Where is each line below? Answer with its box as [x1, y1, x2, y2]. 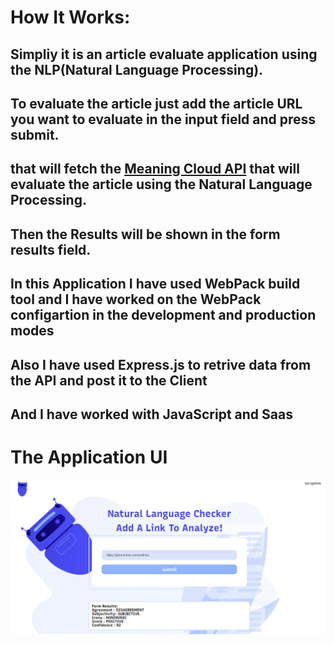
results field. [10, 241, 92, 258]
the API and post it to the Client [10, 372, 208, 389]
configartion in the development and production [10, 307, 317, 324]
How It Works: [10, 6, 131, 29]
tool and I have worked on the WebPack [10, 291, 262, 308]
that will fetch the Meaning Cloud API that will [10, 161, 300, 178]
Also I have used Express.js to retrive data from [10, 356, 312, 373]
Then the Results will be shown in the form [10, 226, 281, 243]
